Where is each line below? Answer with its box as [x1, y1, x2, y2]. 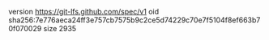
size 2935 [43, 24, 77, 33]
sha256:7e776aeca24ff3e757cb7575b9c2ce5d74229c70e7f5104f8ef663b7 [8, 15, 261, 25]
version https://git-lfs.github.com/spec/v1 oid [8, 7, 160, 16]
